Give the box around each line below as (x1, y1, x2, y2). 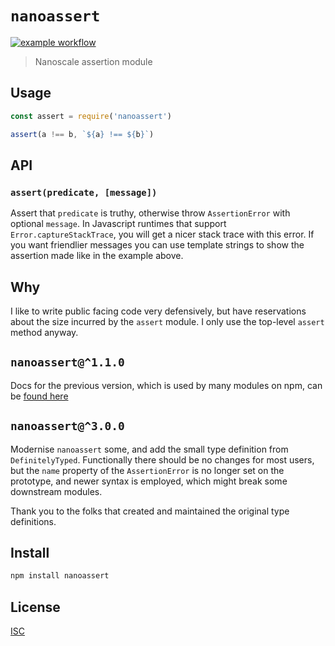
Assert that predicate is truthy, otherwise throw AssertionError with (10, 207, 291, 219)
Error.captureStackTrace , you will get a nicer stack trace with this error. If (10, 228, 315, 241)
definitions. (10, 515, 57, 527)
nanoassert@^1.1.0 (10, 355, 125, 370)
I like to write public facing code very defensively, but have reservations (10, 305, 307, 317)
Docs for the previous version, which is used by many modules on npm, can (10, 379, 323, 391)
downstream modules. (10, 485, 103, 497)
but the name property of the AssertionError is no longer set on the (10, 464, 285, 476)
